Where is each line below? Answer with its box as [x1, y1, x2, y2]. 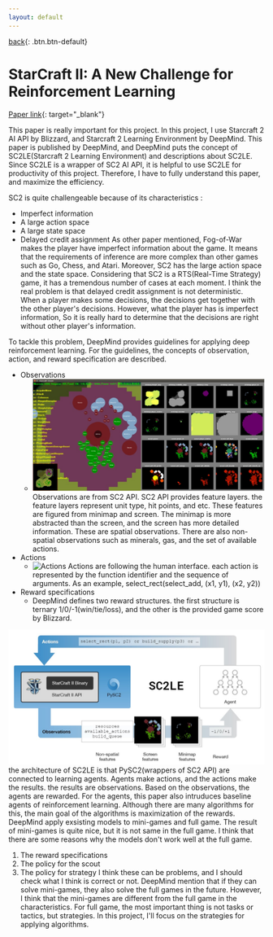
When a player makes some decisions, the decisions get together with [19, 295, 256, 304]
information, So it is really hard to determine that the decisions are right [19, 312, 259, 322]
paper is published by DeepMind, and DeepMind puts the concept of [8, 142, 238, 152]
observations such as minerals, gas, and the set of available [56, 535, 258, 545]
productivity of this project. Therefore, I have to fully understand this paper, [8, 168, 261, 178]
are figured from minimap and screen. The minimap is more [32, 509, 232, 519]
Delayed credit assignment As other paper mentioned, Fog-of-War [19, 234, 242, 244]
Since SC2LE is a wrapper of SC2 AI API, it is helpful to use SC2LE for [8, 160, 242, 169]
